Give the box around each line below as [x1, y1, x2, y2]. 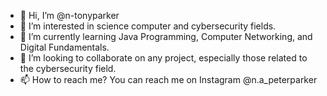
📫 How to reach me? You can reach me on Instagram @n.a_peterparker [19, 74, 318, 85]
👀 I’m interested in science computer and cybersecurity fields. [19, 20, 277, 32]
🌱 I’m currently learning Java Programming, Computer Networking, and [19, 31, 313, 42]
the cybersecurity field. [19, 63, 117, 74]
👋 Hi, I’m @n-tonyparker [19, 10, 120, 21]
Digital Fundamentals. [19, 41, 110, 53]
